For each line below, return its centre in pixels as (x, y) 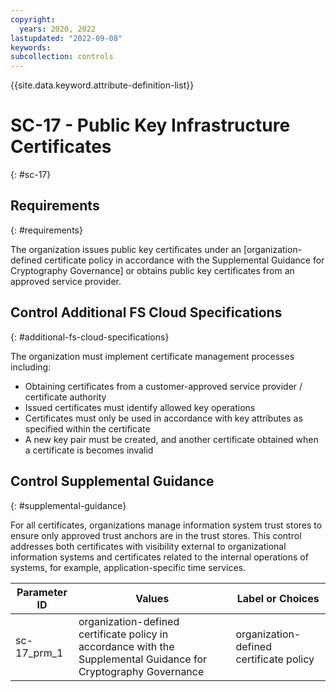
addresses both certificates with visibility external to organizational (148, 546)
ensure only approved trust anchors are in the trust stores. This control (156, 535)
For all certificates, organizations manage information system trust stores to (166, 525)
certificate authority (65, 397)
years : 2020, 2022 (58, 29)
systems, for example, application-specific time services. (128, 567)
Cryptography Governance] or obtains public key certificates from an (152, 270)
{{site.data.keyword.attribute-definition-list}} (102, 85)
